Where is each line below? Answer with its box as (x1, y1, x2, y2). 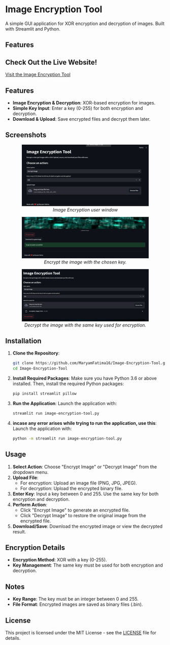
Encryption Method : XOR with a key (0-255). (12, 557, 108, 563)
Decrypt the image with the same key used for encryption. (24, 322, 146, 328)
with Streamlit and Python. (5, 25, 61, 32)
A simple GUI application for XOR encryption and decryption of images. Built (5, 20, 165, 26)
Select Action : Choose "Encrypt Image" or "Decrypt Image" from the (12, 464, 157, 470)
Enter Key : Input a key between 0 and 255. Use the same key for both (12, 491, 159, 497)
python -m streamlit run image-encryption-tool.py (12, 436, 122, 441)
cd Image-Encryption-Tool (12, 366, 67, 371)
